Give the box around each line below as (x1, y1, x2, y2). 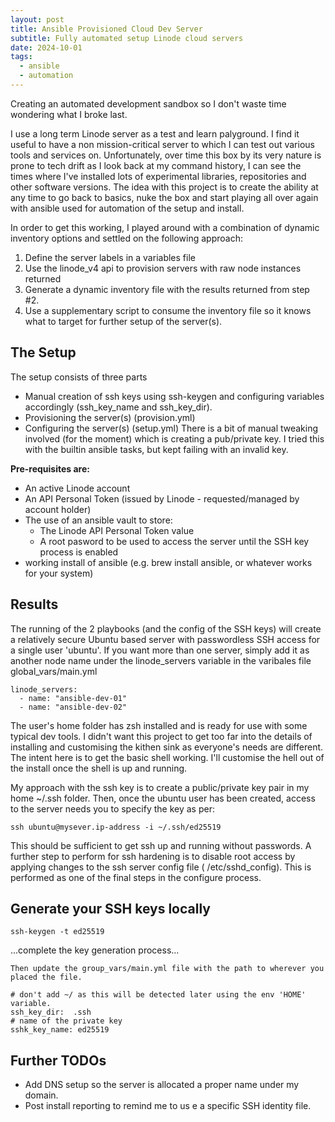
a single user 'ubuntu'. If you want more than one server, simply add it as (10, 644, 310, 656)
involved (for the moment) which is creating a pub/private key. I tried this (24, 432, 325, 445)
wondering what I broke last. (10, 108, 128, 120)
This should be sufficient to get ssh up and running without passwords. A (10, 839, 312, 851)
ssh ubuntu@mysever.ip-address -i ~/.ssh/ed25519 (10, 822, 222, 832)
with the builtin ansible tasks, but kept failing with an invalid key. (24, 443, 289, 455)
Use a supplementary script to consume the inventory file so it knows (24, 304, 312, 316)
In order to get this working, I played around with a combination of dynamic (10, 221, 320, 233)
